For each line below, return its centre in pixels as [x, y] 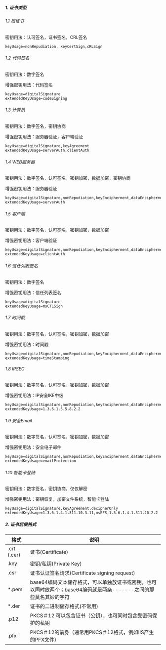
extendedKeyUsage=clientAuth [35, 254]
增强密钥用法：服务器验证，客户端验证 [44, 136]
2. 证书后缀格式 [21, 524]
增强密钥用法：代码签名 [29, 84]
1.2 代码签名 [17, 58]
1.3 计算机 [15, 110]
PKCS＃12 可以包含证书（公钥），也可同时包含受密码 [91, 616]
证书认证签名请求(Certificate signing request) [83, 573]
